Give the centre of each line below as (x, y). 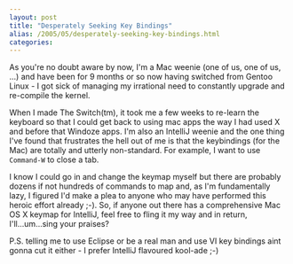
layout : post (33, 17)
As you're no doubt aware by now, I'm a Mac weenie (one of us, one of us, (145, 67)
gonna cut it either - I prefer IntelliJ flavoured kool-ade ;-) (114, 251)
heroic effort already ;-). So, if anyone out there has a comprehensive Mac (145, 206)
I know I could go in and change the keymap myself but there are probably (145, 177)
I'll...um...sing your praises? (59, 224)
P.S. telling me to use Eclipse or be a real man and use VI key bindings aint (145, 241)
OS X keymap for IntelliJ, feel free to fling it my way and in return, (128, 214)
